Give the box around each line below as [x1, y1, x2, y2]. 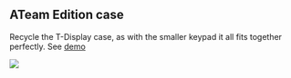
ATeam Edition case [9, 7, 125, 23]
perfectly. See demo [9, 41, 87, 52]
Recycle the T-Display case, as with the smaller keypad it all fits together [9, 31, 283, 42]
